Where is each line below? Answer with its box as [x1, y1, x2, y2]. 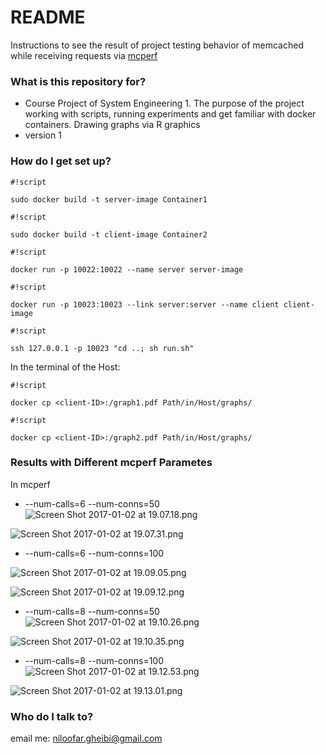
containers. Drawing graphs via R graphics [24, 119, 201, 131]
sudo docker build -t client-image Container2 [10, 229, 208, 240]
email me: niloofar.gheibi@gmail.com [10, 732, 163, 745]
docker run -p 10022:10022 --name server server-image [10, 264, 244, 275]
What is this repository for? [10, 74, 147, 88]
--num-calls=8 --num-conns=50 [24, 605, 160, 617]
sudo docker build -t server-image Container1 [10, 194, 208, 205]
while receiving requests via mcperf [10, 49, 158, 61]
